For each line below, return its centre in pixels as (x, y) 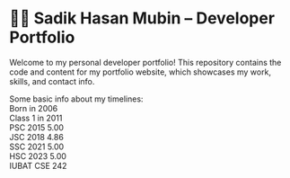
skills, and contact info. (52, 81)
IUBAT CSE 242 (38, 165)
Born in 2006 (34, 108)
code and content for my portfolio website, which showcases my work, (141, 72)
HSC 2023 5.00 (38, 156)
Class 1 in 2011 (36, 118)
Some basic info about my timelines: (76, 99)
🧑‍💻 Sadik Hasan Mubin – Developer (142, 18)
